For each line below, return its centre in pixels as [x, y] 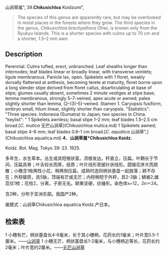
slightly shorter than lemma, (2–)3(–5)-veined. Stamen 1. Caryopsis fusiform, [83, 103]
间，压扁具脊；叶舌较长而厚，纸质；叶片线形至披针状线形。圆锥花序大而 [79, 164]
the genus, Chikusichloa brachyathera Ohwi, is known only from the [87, 28]
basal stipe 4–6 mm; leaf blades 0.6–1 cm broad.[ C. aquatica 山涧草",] [77, 131]
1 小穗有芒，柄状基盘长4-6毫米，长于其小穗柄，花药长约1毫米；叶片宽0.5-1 [82, 234]
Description [24, 54]
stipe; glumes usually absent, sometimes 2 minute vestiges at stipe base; [80, 93]
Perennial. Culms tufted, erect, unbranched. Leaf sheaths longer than [76, 66]
